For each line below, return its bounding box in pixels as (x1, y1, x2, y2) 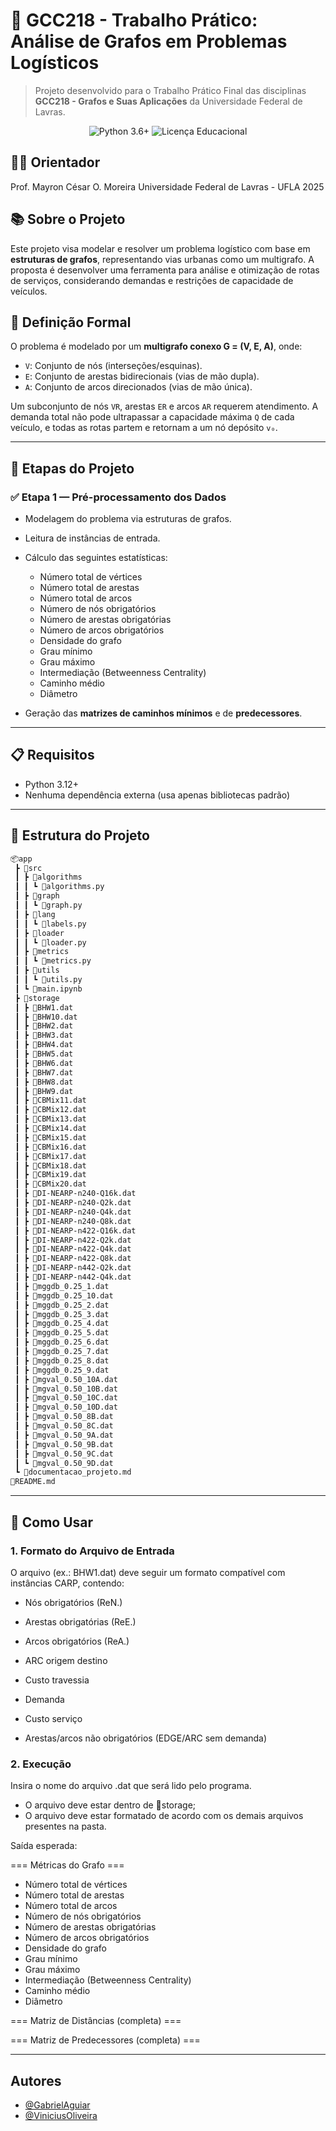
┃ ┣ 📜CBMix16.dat (14, 1142, 87, 1152)
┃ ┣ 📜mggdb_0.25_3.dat (14, 1309, 110, 1319)
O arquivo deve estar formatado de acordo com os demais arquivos (24, 1810, 304, 1822)
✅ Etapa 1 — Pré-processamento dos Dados (10, 490, 227, 504)
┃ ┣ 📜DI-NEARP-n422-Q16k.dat (14, 1225, 137, 1236)
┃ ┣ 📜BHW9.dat (14, 1086, 74, 1096)
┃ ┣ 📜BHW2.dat (14, 1021, 74, 1031)
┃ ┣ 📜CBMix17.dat (14, 1151, 87, 1161)
